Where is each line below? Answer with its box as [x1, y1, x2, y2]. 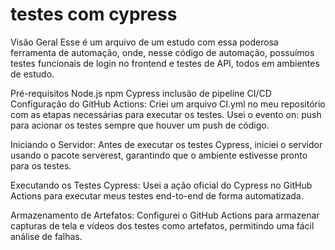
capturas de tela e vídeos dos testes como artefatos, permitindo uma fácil [10, 219, 315, 232]
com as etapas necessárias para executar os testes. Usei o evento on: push [10, 108, 322, 120]
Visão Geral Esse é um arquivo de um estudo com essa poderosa [10, 36, 279, 48]
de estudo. [10, 68, 55, 80]
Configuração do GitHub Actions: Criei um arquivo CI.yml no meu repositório [10, 98, 326, 110]
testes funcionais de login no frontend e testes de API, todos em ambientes [10, 57, 320, 69]
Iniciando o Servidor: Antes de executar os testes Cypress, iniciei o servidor [10, 138, 323, 150]
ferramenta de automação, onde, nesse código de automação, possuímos [10, 46, 315, 58]
